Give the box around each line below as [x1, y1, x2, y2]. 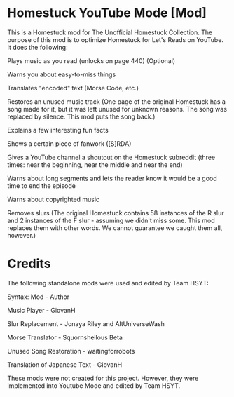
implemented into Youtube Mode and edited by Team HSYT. [7, 381, 181, 390]
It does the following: [7, 43, 68, 51]
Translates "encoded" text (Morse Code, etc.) [7, 83, 139, 92]
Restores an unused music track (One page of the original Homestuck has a [7, 97, 226, 106]
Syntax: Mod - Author [7, 292, 70, 301]
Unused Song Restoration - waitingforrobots [7, 346, 135, 355]
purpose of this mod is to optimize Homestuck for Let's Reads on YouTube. [7, 35, 224, 43]
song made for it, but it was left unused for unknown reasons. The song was [7, 105, 228, 113]
